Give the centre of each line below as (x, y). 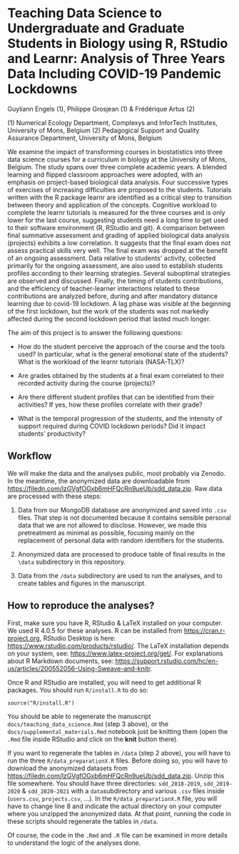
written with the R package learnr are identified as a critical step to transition (119, 197)
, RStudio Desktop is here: (78, 638)
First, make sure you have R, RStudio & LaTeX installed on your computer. (115, 622)
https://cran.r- (205, 630)
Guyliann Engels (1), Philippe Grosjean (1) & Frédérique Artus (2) (101, 109)
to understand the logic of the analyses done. (74, 843)
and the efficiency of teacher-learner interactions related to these (103, 288)
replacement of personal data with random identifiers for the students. (121, 540)
